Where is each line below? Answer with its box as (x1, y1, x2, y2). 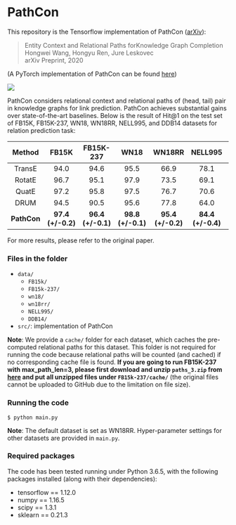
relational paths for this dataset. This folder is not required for (38, 343, 216, 351)
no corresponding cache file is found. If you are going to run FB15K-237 (7, 358, 217, 366)
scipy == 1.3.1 (17, 503, 57, 512)
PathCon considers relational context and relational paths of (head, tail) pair (7, 96, 226, 105)
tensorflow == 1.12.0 (17, 488, 76, 496)
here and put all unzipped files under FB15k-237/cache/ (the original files (7, 373, 219, 382)
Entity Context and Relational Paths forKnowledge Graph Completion (24, 41, 223, 49)
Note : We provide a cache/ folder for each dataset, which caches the (7, 335, 206, 344)
